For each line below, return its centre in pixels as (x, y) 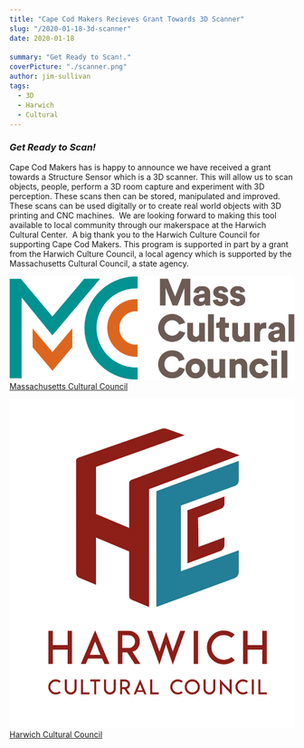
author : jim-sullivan (50, 77)
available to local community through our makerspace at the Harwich (138, 225)
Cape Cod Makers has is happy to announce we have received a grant (140, 167)
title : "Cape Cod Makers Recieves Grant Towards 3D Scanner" (127, 19)
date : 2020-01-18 (42, 38)
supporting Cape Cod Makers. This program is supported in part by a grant (149, 244)
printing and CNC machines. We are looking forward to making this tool (143, 215)
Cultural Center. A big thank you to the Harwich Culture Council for (135, 235)
